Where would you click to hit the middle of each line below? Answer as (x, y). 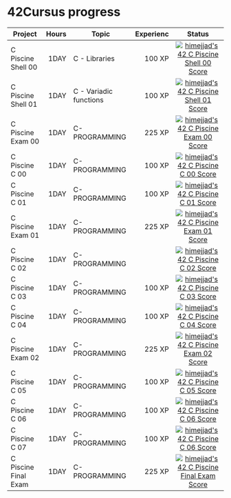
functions (89, 99)
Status (198, 34)
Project (25, 34)
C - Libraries (94, 58)
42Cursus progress (64, 12)
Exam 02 (25, 357)
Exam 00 (25, 141)
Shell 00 (24, 67)
